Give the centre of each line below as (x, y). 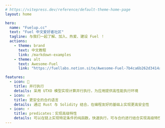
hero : (11, 23)
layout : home (18, 14)
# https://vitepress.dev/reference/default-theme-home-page (68, 10)
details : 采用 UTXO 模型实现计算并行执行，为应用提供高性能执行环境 (76, 91)
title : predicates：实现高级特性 (45, 114)
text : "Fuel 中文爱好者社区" (37, 32)
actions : (18, 41)
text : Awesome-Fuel (38, 64)
